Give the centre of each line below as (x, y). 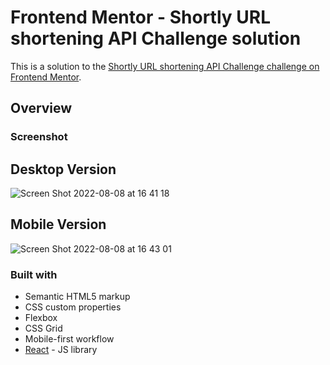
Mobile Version (58, 224)
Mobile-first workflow (69, 339)
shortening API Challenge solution (156, 38)
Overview (41, 108)
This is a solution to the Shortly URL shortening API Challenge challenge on (165, 66)
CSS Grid (43, 328)
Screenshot (39, 137)
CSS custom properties (73, 307)
